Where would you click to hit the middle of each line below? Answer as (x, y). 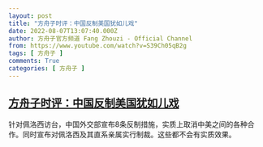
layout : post (30, 16)
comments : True (34, 61)
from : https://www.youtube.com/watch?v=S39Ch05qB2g (97, 46)
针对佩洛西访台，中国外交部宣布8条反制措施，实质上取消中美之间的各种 (128, 124)
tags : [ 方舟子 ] (36, 53)
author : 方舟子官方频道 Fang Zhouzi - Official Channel (101, 38)
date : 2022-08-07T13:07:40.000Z (63, 31)
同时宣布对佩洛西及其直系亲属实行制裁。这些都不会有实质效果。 (129, 134)
